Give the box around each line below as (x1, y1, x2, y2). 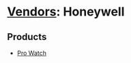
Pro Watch (16, 49, 46, 57)
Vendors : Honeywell (7, 4, 125, 20)
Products (7, 31, 47, 43)
